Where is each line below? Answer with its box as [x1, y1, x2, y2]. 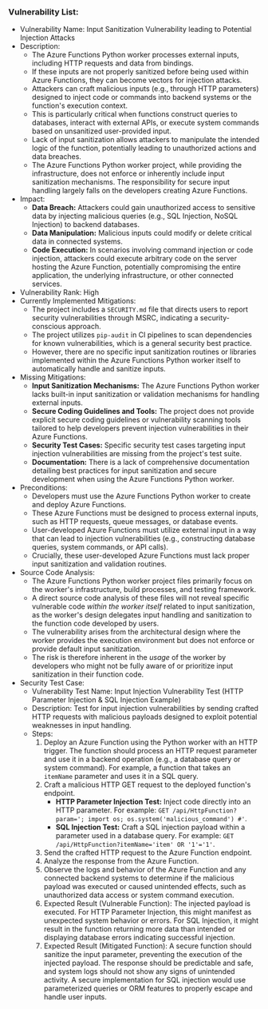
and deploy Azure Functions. [31, 500, 127, 510]
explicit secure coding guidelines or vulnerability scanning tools [31, 415, 242, 425]
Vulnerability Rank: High [19, 288, 100, 297]
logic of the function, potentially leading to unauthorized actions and [31, 143, 257, 153]
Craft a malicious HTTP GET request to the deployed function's [43, 780, 251, 789]
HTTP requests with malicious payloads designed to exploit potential [31, 712, 258, 721]
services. [31, 279, 62, 289]
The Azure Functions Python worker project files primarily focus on [31, 576, 253, 586]
